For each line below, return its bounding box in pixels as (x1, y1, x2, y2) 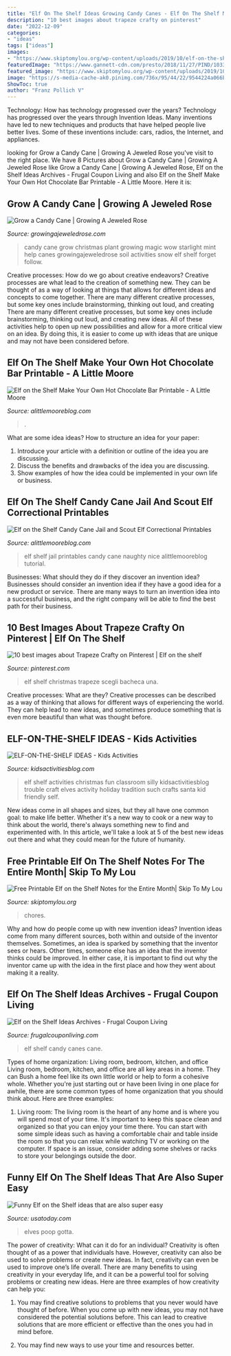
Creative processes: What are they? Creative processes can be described (7, 691, 217, 699)
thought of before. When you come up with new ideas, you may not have (16, 1305, 223, 1314)
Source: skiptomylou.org (7, 898, 77, 906)
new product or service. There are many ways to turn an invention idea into (7, 587, 220, 595)
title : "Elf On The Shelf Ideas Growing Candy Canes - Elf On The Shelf (7, 10, 220, 17)
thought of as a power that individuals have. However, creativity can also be (7, 1248, 222, 1256)
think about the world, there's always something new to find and (7, 821, 189, 829)
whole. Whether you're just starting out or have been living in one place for (7, 1079, 219, 1088)
